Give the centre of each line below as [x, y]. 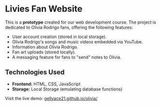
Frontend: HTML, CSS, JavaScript [46, 84]
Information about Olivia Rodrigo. [45, 47]
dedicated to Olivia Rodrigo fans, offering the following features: [69, 27]
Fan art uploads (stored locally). [44, 52]
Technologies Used [35, 73]
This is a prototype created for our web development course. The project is [80, 22]
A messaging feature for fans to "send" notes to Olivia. [67, 57]
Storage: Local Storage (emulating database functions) [67, 89]
